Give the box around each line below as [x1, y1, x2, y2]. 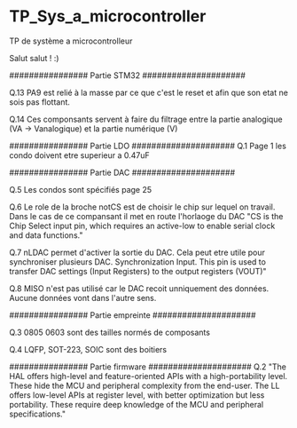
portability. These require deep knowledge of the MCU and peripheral [9, 399, 264, 409]
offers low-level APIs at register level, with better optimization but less [9, 389, 265, 400]
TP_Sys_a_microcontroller [9, 6, 207, 27]
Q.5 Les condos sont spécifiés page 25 [9, 184, 152, 194]
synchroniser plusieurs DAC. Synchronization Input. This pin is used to [9, 256, 266, 267]
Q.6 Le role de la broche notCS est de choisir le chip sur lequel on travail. [9, 202, 276, 212]
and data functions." [9, 229, 83, 241]
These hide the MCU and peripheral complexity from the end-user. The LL [9, 380, 280, 391]
